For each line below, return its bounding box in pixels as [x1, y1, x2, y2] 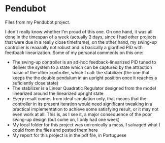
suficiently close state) [12, 80, 59, 86]
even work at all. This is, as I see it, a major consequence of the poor [12, 111, 152, 117]
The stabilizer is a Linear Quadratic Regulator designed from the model [12, 85, 156, 91]
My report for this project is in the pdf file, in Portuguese [12, 132, 127, 138]
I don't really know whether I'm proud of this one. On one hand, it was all [5, 29, 153, 34]
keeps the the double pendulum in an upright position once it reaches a [12, 75, 157, 81]
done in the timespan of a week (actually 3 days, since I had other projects [5, 34, 157, 40]
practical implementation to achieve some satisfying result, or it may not [12, 106, 159, 112]
